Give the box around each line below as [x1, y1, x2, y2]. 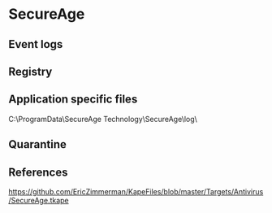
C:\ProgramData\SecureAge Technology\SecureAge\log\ [8, 114, 197, 124]
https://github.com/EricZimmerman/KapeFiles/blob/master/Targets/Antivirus [8, 186, 264, 196]
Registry [8, 64, 53, 78]
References [8, 165, 68, 179]
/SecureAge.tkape [8, 195, 69, 205]
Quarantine [8, 137, 67, 151]
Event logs [8, 37, 63, 51]
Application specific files [8, 93, 138, 106]
